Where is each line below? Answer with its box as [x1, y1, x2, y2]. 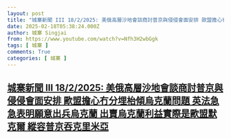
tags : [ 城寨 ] [7, 42, 49, 49]
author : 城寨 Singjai [7, 29, 67, 36]
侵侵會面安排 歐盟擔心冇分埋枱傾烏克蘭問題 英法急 [7, 95, 219, 107]
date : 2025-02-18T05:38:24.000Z [7, 23, 100, 30]
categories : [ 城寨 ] [7, 55, 67, 62]
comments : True [7, 49, 51, 56]
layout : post [7, 10, 45, 17]
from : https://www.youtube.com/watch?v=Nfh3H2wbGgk [7, 36, 158, 43]
